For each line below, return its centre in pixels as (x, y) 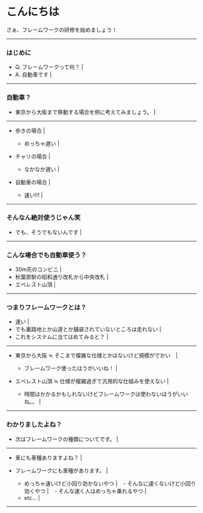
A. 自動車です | (34, 75)
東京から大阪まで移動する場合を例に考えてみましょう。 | (85, 112)
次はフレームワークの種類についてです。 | (67, 439)
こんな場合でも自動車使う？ (47, 255)
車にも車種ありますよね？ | (49, 457)
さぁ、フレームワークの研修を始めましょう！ (62, 30)
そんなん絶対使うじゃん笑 (43, 218)
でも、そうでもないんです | (48, 232)
